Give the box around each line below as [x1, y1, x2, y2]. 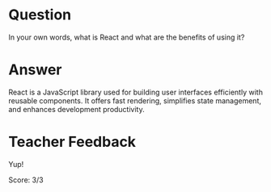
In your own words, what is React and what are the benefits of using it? [8, 32, 245, 42]
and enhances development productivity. [8, 104, 145, 114]
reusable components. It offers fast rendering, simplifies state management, [8, 95, 261, 106]
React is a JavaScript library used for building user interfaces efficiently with [8, 87, 263, 97]
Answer [8, 61, 62, 79]
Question [8, 6, 71, 24]
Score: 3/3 [8, 175, 44, 185]
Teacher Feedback [8, 133, 136, 151]
